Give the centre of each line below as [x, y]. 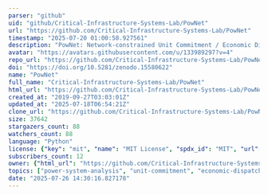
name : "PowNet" [33, 75]
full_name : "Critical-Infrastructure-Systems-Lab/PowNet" [106, 82]
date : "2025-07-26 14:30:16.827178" [69, 179]
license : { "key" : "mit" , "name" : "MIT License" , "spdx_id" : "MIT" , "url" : [135, 149]
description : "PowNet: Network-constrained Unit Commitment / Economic [130, 45]
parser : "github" [37, 16]
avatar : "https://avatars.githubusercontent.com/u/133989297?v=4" [121, 53]
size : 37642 [28, 119]
